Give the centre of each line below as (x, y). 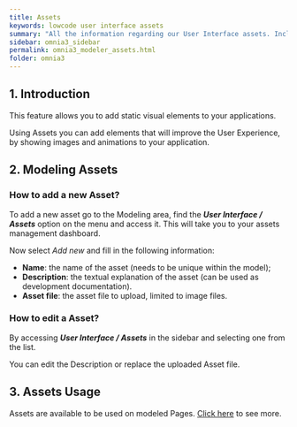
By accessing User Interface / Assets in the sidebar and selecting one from (147, 338)
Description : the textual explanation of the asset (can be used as (140, 277)
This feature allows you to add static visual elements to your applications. (143, 115)
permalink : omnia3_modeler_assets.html (83, 50)
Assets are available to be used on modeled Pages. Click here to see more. (145, 413)
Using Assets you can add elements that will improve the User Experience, (145, 133)
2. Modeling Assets (64, 170)
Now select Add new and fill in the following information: (112, 250)
